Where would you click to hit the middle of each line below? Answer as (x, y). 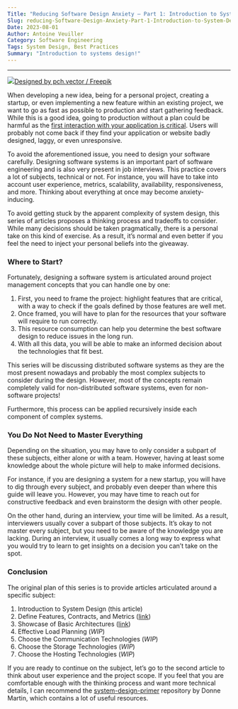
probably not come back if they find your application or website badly (109, 133)
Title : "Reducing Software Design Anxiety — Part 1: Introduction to (112, 14)
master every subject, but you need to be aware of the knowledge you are (115, 531)
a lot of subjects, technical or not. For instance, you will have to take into (113, 177)
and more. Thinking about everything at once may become (93, 192)
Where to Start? (35, 261)
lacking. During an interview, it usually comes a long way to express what (114, 538)
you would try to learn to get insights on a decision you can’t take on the (113, 546)
